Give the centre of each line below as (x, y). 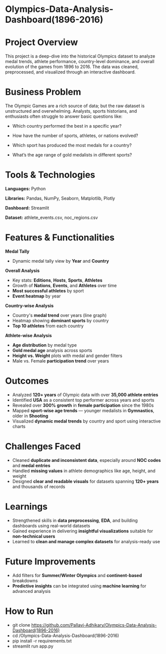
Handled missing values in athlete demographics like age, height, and (84, 471)
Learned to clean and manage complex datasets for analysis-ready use (86, 541)
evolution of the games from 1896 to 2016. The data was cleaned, (72, 67)
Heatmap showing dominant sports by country (60, 320)
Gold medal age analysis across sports (52, 350)
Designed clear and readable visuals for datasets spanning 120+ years (85, 481)
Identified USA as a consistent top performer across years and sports (83, 400)
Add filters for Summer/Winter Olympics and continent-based (77, 575)
